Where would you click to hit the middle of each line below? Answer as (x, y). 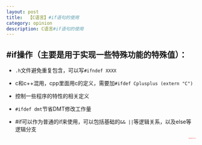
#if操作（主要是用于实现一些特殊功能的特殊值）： (97, 55)
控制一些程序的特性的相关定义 (52, 96)
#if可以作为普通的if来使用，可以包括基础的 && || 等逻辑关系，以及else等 (103, 122)
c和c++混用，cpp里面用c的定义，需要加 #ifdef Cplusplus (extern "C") (104, 83)
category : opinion (29, 23)
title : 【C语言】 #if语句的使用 (43, 18)
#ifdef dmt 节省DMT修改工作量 (53, 109)
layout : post (23, 12)
